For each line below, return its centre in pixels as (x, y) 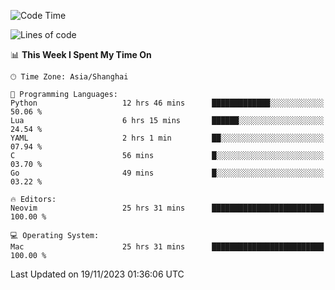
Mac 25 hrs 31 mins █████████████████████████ (167, 247)
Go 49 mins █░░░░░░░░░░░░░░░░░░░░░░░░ (167, 173)
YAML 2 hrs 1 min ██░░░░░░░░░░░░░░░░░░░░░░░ (167, 138)
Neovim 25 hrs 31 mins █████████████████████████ (167, 208)
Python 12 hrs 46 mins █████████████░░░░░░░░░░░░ (167, 103)
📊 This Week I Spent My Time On (81, 54)
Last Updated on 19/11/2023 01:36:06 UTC (97, 274)
